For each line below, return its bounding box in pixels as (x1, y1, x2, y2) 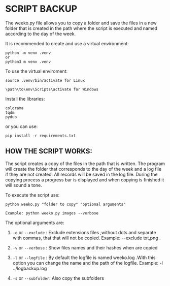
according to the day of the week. (5, 30, 76, 37)
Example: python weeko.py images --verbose (5, 210, 99, 216)
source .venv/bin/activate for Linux (5, 78, 85, 83)
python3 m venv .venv (5, 59, 51, 64)
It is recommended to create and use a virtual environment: (5, 40, 129, 46)
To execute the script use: (5, 192, 60, 198)
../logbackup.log (12, 265, 47, 271)
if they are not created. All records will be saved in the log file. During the (5, 171, 158, 177)
